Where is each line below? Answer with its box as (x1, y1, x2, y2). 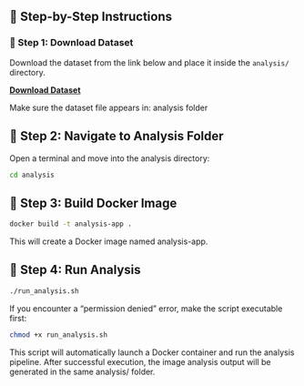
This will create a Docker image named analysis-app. (9, 236, 208, 247)
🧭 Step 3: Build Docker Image (9, 195, 177, 210)
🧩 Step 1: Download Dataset (9, 36, 134, 49)
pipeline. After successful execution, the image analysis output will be (9, 356, 271, 367)
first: (9, 312, 27, 323)
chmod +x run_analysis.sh (9, 330, 107, 340)
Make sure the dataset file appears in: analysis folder (9, 102, 208, 113)
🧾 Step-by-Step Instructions (9, 9, 173, 25)
